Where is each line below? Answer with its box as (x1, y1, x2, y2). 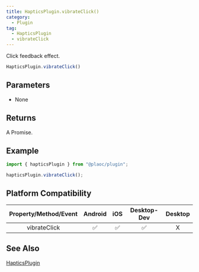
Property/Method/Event (9, 209, 78, 218)
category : (6, 14, 31, 20)
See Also (6, 244, 40, 254)
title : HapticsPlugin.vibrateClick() (6, 8, 99, 15)
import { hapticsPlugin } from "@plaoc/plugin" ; (6, 161, 129, 167)
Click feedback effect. (6, 53, 60, 59)
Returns (6, 113, 37, 123)
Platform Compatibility (6, 189, 92, 199)
